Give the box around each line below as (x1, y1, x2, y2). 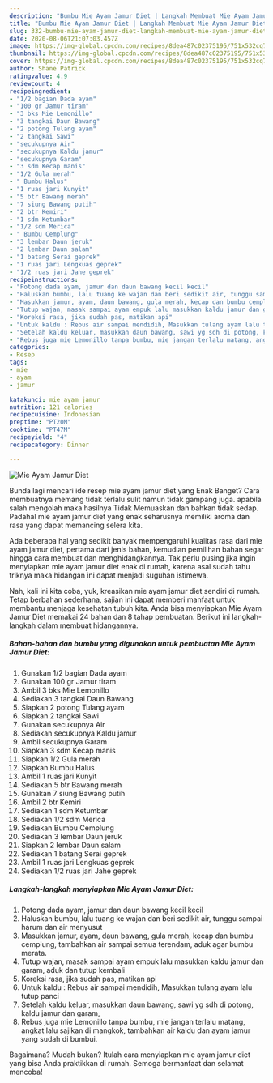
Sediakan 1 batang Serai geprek (20, 848, 127, 859)
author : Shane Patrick (9, 65, 86, 73)
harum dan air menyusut (20, 922, 103, 932)
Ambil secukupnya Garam (20, 736, 108, 746)
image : (9, 42, 32, 50)
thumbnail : (9, 49, 46, 58)
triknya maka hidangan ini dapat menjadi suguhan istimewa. (9, 570, 209, 580)
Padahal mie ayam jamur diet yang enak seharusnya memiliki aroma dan (9, 511, 250, 521)
